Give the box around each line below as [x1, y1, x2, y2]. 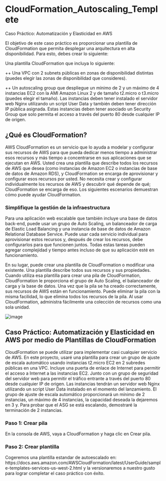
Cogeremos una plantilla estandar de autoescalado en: [5, 455, 117, 461]
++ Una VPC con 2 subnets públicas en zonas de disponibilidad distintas [5, 70, 154, 76]
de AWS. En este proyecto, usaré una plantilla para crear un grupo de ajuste [5, 354, 160, 360]
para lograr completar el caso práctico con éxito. [5, 471, 105, 477]
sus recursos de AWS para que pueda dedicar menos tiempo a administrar [5, 149, 158, 155]
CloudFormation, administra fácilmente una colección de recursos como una [5, 299, 162, 305]
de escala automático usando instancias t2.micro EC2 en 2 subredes [5, 359, 145, 366]
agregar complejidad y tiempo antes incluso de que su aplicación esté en [5, 247, 155, 253]
